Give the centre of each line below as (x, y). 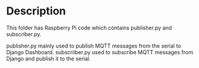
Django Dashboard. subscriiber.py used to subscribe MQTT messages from (100, 52)
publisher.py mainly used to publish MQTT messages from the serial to (94, 46)
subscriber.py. (24, 34)
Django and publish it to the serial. (49, 58)
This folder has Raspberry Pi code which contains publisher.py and (89, 28)
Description (36, 11)
